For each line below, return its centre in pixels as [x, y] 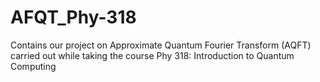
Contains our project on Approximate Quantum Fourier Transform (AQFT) [161, 45]
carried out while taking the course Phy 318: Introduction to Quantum [152, 55]
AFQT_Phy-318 [73, 17]
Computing [33, 66]
